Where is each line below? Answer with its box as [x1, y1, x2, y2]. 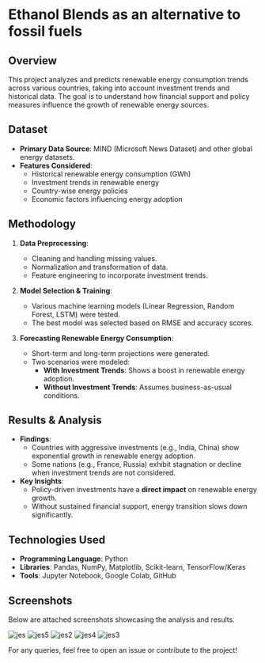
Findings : [19, 434, 51, 444]
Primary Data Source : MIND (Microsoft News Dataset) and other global [19, 144, 253, 153]
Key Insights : [19, 476, 64, 486]
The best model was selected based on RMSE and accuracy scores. [31, 318, 254, 328]
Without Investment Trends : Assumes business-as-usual [43, 382, 232, 392]
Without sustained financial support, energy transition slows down [31, 502, 248, 511]
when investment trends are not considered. [31, 468, 176, 478]
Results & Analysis [8, 414, 102, 427]
